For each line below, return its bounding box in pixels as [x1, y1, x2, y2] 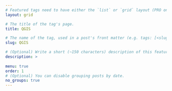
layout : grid [5, 12, 33, 17]
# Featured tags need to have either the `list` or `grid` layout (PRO [5, 7, 161, 13]
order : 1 [5, 69, 24, 74]
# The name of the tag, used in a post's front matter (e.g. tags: [5, 35, 153, 41]
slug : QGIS [5, 40, 29, 45]
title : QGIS [5, 26, 31, 31]
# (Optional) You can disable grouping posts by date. [5, 73, 125, 78]
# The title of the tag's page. [5, 21, 74, 27]
